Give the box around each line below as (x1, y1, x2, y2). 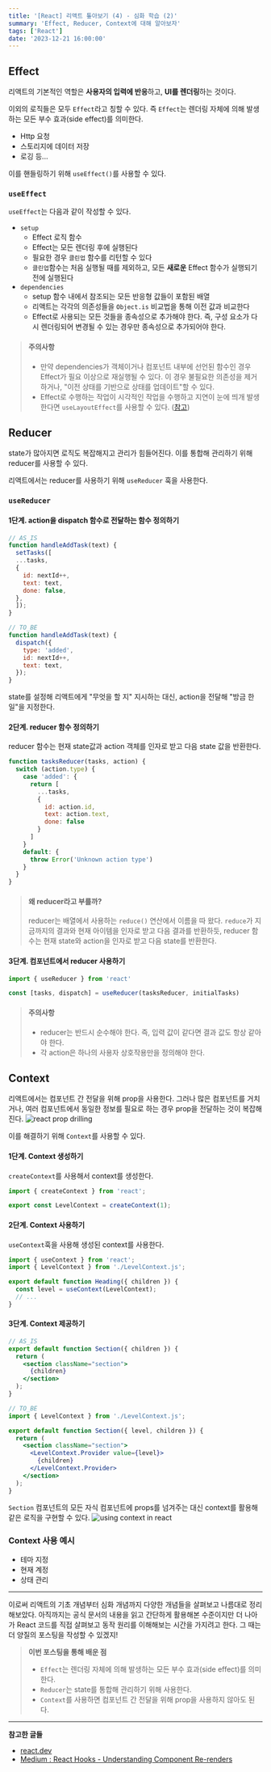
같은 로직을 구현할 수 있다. (8, 1512, 90, 1522)
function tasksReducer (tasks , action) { (8, 758, 147, 766)
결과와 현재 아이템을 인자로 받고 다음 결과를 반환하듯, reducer (56, 926, 250, 936)
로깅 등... (19, 151, 48, 162)
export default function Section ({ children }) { (8, 1344, 179, 1353)
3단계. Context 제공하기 (8, 1319, 85, 1329)
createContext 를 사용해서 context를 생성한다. (8, 1170, 154, 1181)
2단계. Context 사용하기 (8, 1220, 85, 1229)
